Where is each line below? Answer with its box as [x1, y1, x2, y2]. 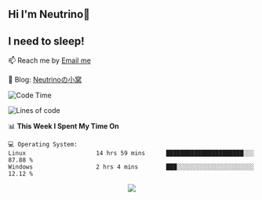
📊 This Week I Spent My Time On [8, 122, 119, 131]
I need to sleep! [8, 35, 85, 48]
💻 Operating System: [8, 140, 78, 149]
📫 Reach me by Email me [8, 56, 92, 65]
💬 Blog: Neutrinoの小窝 [8, 75, 82, 85]
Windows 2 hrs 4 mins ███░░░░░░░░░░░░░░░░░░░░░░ [8, 163, 255, 171]
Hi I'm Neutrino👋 [8, 8, 90, 21]
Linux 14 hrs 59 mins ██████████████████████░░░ [8, 150, 255, 158]
